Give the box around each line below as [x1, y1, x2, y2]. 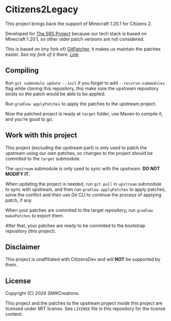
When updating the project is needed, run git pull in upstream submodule [5, 180, 162, 187]
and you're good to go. [5, 116, 54, 122]
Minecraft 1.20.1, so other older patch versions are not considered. [5, 36, 144, 42]
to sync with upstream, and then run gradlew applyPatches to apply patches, [5, 186, 166, 192]
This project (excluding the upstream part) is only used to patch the [5, 145, 147, 151]
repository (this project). [5, 228, 57, 234]
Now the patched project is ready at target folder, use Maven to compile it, [5, 110, 163, 116]
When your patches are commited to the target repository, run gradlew [5, 207, 153, 213]
